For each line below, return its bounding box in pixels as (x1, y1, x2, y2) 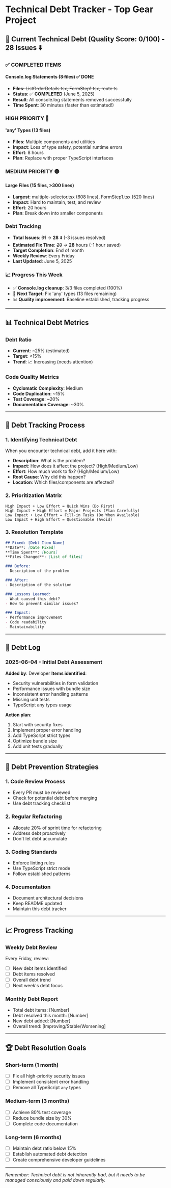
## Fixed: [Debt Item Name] (5, 540, 65, 545)
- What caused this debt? (5, 596, 60, 601)
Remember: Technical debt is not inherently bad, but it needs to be (5, 1172, 145, 1178)
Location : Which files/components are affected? (12, 479, 115, 485)
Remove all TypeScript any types (12, 1085, 81, 1091)
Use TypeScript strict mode (12, 865, 71, 871)
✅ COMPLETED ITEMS (5, 61, 62, 68)
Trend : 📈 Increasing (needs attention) (12, 359, 93, 365)
